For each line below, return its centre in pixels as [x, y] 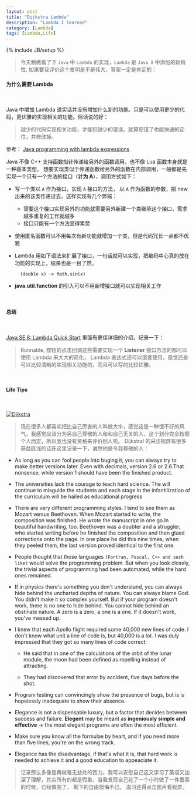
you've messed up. [37, 618]
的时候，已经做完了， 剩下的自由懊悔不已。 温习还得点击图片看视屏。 [104, 787]
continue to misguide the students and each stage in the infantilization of [102, 490]
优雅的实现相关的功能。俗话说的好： [65, 117]
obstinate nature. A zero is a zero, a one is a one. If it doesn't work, [95, 612]
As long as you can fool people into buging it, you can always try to [95, 460]
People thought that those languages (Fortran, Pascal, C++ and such [99, 556]
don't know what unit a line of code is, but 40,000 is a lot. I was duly [97, 636]
